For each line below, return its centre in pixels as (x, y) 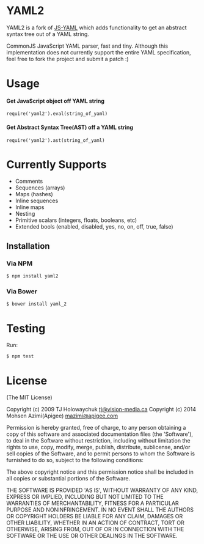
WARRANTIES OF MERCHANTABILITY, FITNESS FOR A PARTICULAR (93, 503)
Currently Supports (56, 164)
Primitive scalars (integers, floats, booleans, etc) (76, 220)
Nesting (25, 214)
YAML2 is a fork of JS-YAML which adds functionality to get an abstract (97, 28)
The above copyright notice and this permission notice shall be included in (100, 472)
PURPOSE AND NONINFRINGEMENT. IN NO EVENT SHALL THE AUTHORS (100, 510)
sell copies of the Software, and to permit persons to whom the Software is (101, 454)
